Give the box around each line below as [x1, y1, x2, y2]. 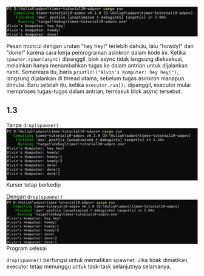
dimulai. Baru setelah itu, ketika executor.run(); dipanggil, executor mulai [6, 81, 191, 88]
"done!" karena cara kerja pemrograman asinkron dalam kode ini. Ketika [6, 49, 186, 56]
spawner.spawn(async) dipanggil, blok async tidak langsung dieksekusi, [6, 55, 183, 63]
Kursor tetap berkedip [6, 181, 61, 188]
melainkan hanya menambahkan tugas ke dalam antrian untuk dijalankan [6, 61, 188, 69]
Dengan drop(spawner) [6, 193, 63, 200]
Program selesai [6, 244, 47, 252]
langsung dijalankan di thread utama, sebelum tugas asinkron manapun [6, 74, 185, 82]
